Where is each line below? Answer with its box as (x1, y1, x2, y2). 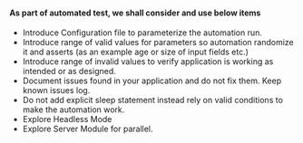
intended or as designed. (22, 66, 116, 77)
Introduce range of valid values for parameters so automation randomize (22, 37, 294, 48)
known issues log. (22, 85, 91, 96)
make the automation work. (22, 104, 125, 115)
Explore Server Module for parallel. (22, 123, 153, 135)
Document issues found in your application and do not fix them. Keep (22, 75, 282, 86)
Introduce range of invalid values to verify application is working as (22, 56, 274, 67)
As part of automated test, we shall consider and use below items (9, 7, 261, 18)
